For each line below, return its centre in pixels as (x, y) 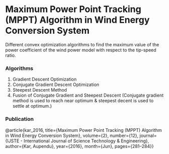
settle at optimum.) (32, 106)
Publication (19, 119)
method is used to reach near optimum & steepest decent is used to (83, 101)
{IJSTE (12, 141)
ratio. (11, 55)
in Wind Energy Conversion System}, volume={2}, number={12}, (72, 135)
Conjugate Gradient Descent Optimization (56, 85)
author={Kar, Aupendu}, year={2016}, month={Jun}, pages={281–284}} (79, 146)
